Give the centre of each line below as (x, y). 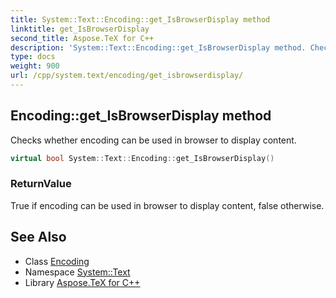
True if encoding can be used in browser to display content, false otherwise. (167, 205)
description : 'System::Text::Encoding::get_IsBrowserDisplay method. (158, 47)
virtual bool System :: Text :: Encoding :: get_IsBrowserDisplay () (142, 158)
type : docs (33, 57)
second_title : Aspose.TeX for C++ (82, 38)
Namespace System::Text (77, 272)
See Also (38, 237)
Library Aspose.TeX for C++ (82, 282)
